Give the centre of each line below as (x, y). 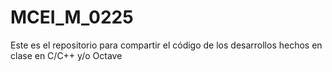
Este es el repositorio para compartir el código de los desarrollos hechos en (166, 45)
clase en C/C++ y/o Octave (66, 55)
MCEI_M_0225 (72, 17)
